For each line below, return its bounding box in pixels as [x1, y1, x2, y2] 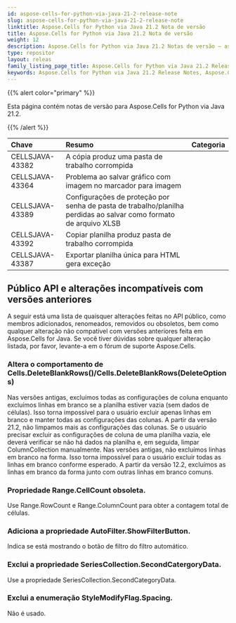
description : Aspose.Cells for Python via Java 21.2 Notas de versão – [7, 43, 221, 50]
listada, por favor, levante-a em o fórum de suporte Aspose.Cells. [7, 342, 196, 350]
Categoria [191, 140, 225, 150]
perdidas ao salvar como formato [65, 209, 176, 219]
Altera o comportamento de [7, 360, 104, 369]
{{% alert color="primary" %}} [7, 88, 96, 97]
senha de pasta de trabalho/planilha [65, 201, 184, 211]
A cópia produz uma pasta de [65, 152, 163, 162]
